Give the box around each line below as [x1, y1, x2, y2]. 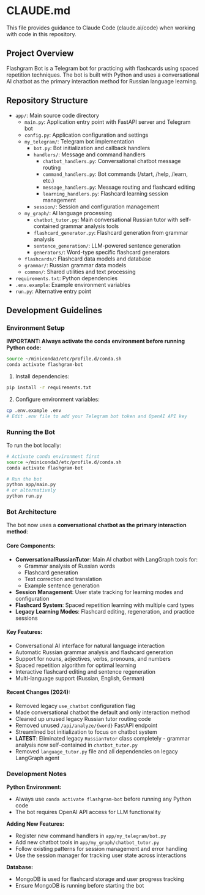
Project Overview [6, 48, 74, 59]
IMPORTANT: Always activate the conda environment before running [6, 338, 185, 345]
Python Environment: [6, 783, 62, 791]
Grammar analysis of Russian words [24, 562, 115, 569]
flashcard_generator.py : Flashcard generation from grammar [33, 229, 188, 236]
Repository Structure [6, 96, 89, 106]
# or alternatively [6, 487, 56, 493]
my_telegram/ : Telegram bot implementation [24, 137, 135, 145]
